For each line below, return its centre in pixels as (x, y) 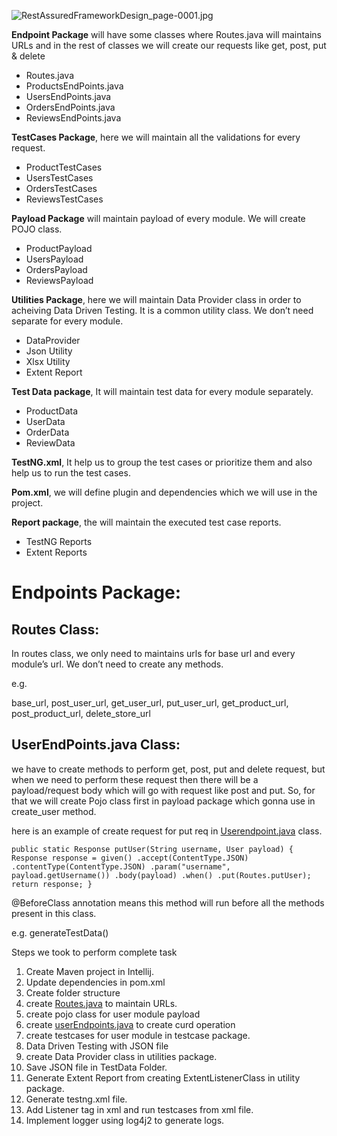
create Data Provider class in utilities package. (121, 1056)
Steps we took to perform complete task (94, 952)
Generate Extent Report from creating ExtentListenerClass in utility (163, 1077)
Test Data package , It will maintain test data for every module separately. (162, 391)
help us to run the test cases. (71, 473)
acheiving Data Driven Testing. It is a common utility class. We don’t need (162, 310)
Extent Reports (56, 552)
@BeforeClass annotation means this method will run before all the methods (168, 902)
